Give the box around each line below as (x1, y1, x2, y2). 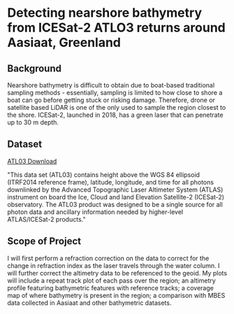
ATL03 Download (7, 157, 57, 165)
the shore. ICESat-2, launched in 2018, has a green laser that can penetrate (7, 110, 224, 119)
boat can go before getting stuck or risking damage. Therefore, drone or (7, 96, 215, 104)
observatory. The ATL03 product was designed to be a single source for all (7, 200, 224, 208)
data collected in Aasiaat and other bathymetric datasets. (7, 299, 172, 307)
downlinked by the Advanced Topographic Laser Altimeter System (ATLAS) (7, 185, 224, 194)
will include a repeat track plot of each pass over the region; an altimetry (7, 276, 217, 285)
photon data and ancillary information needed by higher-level (7, 208, 184, 216)
